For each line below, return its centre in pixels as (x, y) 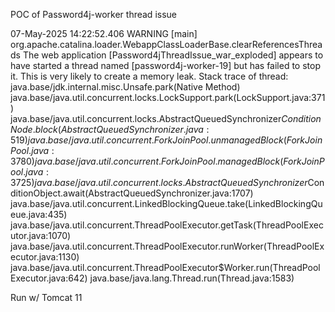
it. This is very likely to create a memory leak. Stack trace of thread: (149, 76)
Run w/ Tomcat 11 (46, 297)
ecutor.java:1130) (45, 257)
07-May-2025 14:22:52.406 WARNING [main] (104, 33)
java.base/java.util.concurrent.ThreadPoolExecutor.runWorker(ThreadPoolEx (167, 246)
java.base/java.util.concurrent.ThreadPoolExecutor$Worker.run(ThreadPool (165, 267)
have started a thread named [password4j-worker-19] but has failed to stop (165, 65)
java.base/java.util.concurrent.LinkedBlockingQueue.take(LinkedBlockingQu (166, 203)
